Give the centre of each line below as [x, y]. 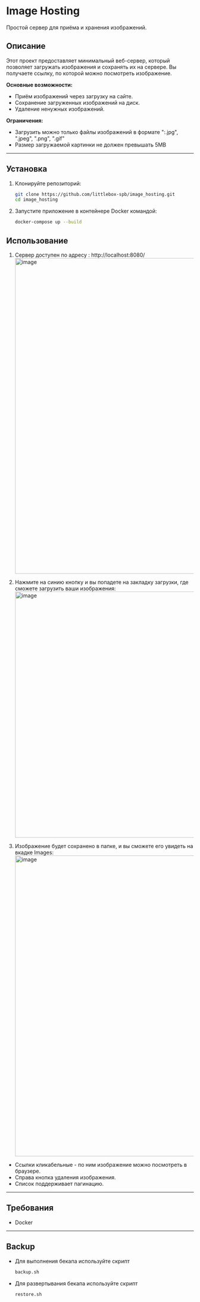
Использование [37, 240]
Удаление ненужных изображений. [60, 109]
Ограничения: [25, 120]
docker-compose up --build [48, 222]
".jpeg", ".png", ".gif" [40, 138]
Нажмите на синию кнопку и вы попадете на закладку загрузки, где [101, 582]
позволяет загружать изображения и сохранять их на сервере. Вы [91, 67]
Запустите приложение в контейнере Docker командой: [86, 211]
